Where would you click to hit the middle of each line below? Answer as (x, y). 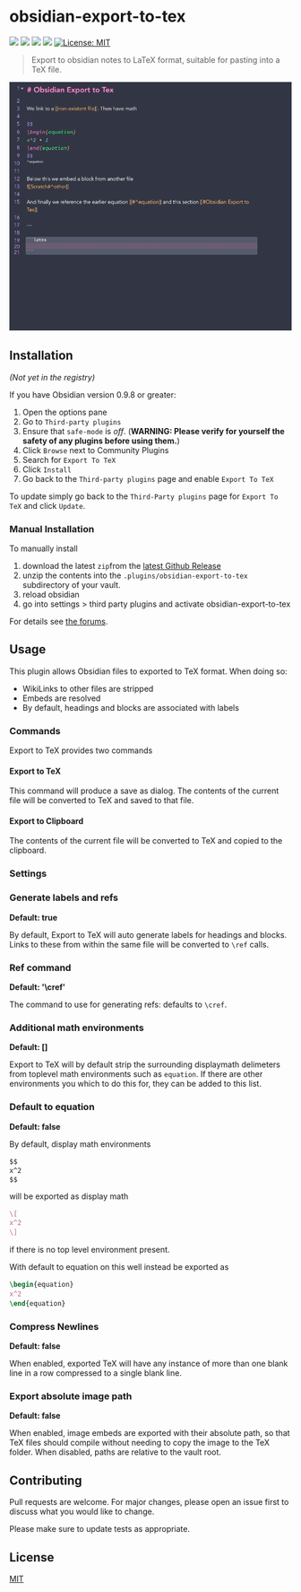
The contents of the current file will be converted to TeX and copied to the (146, 841)
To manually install (43, 548)
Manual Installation (52, 529)
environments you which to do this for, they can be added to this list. (136, 1084)
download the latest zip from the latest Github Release (121, 565)
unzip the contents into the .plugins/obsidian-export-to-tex (135, 575)
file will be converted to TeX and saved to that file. (102, 800)
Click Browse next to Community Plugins (95, 450)
